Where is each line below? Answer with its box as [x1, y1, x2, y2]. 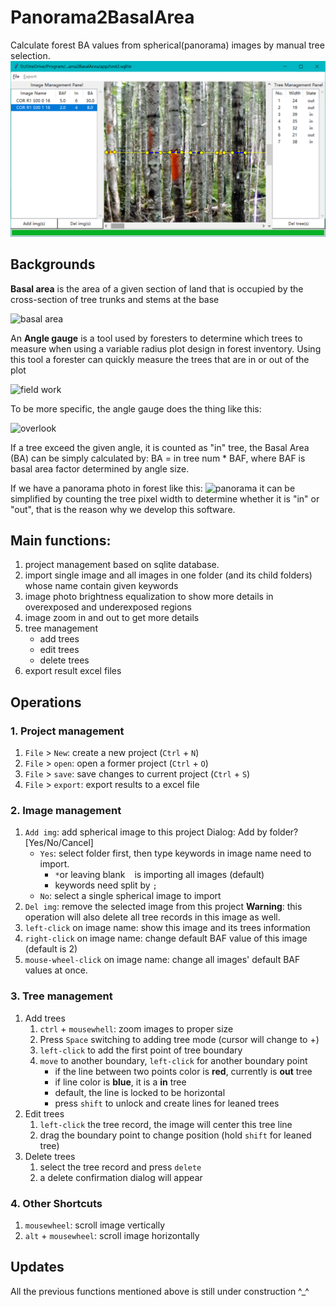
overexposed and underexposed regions [24, 601, 192, 613]
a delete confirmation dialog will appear [39, 1171, 203, 1183]
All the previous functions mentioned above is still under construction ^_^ [10, 1285, 310, 1297]
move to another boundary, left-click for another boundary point [39, 1054, 308, 1066]
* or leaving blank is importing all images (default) [54, 869, 265, 881]
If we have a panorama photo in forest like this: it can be [10, 482, 296, 494]
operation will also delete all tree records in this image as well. [24, 911, 281, 923]
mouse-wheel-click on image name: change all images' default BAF [24, 954, 301, 966]
